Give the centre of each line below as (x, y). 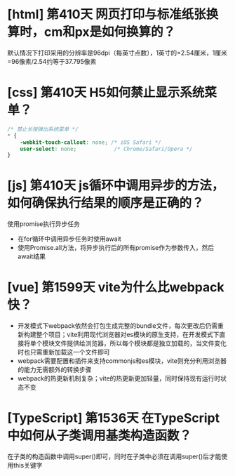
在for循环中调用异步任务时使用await (69, 239)
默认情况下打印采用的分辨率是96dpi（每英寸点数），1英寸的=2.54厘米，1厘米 (117, 53)
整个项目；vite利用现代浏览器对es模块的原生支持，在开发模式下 (128, 335)
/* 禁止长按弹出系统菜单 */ (43, 129)
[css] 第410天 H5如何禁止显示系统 (106, 93)
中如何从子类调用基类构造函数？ (100, 436)
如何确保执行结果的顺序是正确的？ (106, 203)
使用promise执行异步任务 (44, 224)
